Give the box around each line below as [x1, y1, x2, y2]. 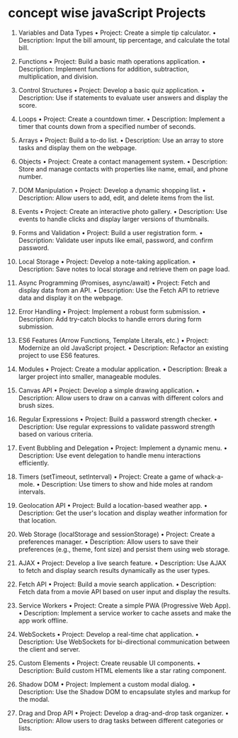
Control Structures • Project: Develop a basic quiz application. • [18, 86, 205, 94]
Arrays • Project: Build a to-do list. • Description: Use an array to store [18, 136, 224, 144]
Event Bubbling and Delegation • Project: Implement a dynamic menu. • [18, 443, 227, 452]
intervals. [18, 487, 46, 496]
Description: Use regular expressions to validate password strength [18, 422, 215, 431]
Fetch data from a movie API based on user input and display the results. [18, 587, 231, 596]
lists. [18, 724, 33, 732]
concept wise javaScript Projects [8, 5, 206, 21]
